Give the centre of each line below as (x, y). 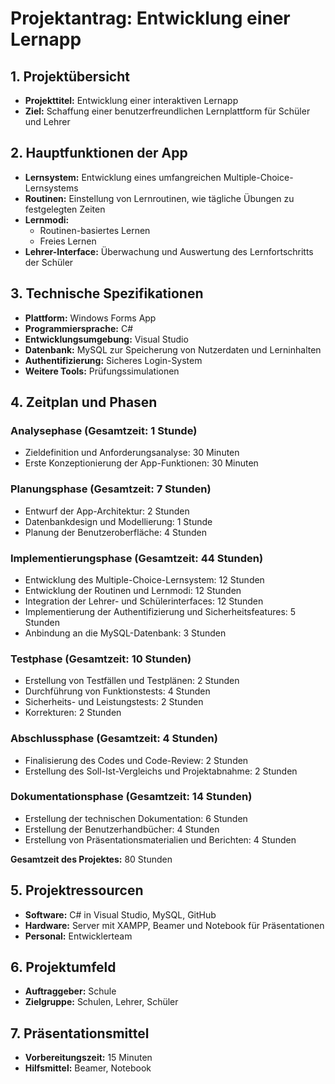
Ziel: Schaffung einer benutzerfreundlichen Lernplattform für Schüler (167, 111)
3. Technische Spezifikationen (107, 293)
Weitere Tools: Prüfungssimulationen (102, 371)
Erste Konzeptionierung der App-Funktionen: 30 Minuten (141, 463)
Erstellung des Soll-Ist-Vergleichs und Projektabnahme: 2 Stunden (161, 771)
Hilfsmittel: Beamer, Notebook (88, 1068)
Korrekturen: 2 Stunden (73, 713)
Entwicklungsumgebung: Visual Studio (106, 339)
